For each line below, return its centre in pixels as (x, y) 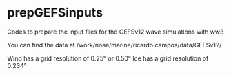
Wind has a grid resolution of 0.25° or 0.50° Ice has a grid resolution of (108, 58)
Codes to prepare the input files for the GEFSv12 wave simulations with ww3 (115, 32)
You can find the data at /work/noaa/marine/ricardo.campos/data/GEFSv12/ (114, 45)
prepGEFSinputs (55, 13)
